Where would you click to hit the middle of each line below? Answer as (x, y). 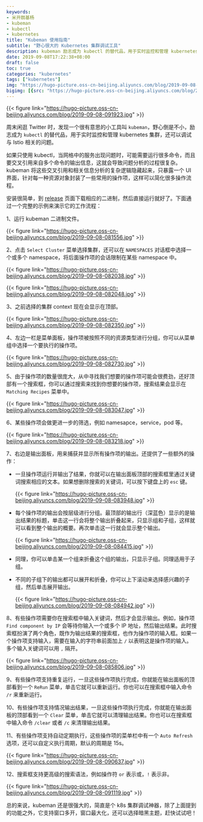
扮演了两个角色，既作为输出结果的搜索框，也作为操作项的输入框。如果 (104, 633)
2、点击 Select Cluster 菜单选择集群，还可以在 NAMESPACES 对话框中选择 (96, 250)
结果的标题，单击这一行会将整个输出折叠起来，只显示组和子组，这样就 (108, 520)
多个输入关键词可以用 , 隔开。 (44, 648)
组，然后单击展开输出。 (44, 587)
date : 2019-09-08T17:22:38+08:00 (48, 57)
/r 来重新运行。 (26, 694)
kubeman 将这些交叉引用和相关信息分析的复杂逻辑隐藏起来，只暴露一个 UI (99, 170)
